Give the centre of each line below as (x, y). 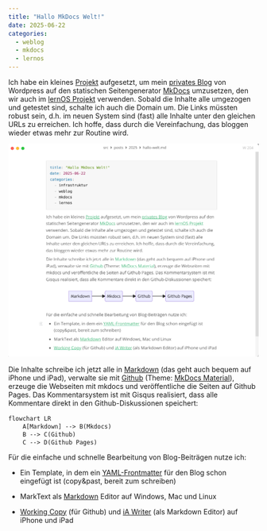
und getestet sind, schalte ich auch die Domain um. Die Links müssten (123, 108)
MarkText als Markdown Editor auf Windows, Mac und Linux (118, 496)
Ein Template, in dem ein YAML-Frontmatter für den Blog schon (123, 472)
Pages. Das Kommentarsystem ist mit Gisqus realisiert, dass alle (113, 394)
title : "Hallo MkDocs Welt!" (56, 17)
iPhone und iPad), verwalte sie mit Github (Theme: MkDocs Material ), (121, 378)
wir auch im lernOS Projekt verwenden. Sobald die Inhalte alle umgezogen (130, 99)
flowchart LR (30, 418)
